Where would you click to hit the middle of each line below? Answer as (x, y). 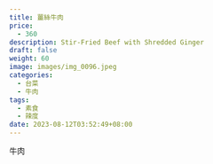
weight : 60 (29, 59)
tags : (19, 100)
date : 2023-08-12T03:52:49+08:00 (71, 125)
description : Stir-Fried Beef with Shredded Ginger (106, 42)
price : (21, 26)
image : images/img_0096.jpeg (63, 67)
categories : (31, 75)
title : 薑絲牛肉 (36, 17)
